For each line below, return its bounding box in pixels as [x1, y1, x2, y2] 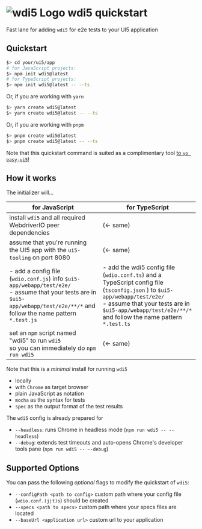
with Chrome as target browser [14, 384, 89, 391]
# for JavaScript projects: [6, 65, 77, 71]
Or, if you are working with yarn [6, 93, 84, 100]
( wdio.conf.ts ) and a [102, 271, 162, 279]
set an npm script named [9, 329, 76, 337]
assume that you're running [9, 238, 87, 247]
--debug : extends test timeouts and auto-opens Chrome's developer [14, 439, 183, 446]
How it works [6, 173, 57, 183]
